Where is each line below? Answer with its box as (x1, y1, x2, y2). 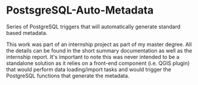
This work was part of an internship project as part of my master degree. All (6, 41, 192, 48)
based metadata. (6, 29, 48, 36)
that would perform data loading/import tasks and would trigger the (6, 66, 171, 73)
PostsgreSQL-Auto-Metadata (6, 4, 154, 17)
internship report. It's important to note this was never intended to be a (6, 53, 180, 60)
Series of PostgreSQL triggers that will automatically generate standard (6, 23, 181, 30)
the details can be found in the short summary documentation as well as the (6, 47, 192, 54)
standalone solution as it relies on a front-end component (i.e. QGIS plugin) (6, 60, 190, 67)
